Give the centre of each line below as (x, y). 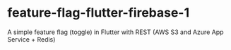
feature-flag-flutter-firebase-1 (99, 13)
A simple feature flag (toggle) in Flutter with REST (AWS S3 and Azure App (115, 32)
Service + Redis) (31, 39)
